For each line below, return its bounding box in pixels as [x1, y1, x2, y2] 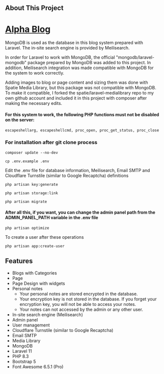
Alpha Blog [5, 24, 51, 35]
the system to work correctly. [5, 70, 65, 76]
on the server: [5, 117, 35, 123]
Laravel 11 [12, 348, 32, 354]
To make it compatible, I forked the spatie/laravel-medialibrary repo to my [5, 90, 154, 96]
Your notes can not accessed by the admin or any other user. [19, 306, 143, 312]
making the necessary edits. [5, 100, 62, 106]
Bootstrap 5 [12, 358, 36, 364]
